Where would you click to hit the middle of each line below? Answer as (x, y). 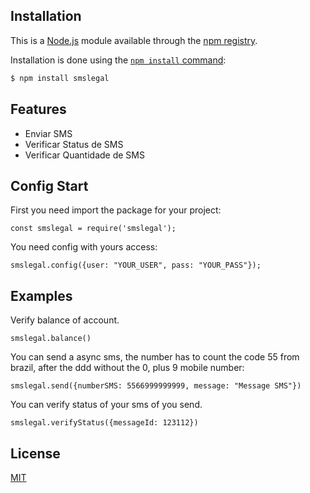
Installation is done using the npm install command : (118, 60)
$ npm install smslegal (60, 78)
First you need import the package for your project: (116, 210)
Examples (41, 295)
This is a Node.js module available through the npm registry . (134, 40)
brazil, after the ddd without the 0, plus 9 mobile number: (127, 368)
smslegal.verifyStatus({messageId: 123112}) (104, 423)
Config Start (49, 185)
